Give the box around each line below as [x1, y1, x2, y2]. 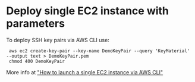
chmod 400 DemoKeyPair [8, 58, 65, 64]
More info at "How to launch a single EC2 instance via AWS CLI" [6, 68, 163, 75]
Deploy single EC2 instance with [6, 4, 169, 18]
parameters [6, 17, 65, 30]
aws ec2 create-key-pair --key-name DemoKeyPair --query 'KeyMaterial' [8, 48, 190, 54]
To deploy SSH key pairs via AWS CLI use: [6, 36, 110, 43]
